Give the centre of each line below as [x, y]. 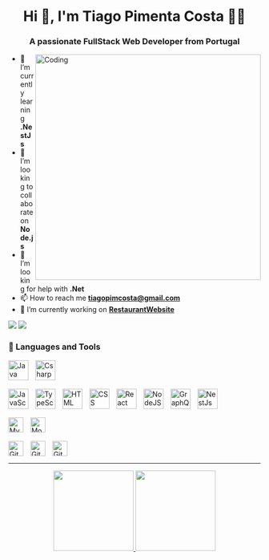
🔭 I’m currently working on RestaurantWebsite [97, 310]
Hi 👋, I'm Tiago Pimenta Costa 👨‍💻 [134, 16]
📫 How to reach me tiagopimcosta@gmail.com [100, 298]
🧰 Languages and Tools [54, 347]
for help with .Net [56, 289]
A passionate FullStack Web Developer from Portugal [134, 42]
